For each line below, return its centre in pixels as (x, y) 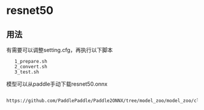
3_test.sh (27, 72)
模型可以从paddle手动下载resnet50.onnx (57, 84)
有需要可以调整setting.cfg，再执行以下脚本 (60, 50)
